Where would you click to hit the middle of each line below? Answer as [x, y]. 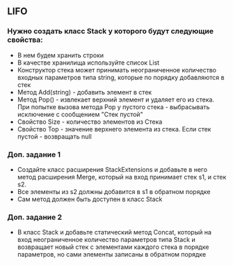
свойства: [25, 40]
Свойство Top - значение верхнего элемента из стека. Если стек [114, 129]
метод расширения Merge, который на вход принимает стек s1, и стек [122, 177]
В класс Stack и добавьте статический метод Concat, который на [114, 232]
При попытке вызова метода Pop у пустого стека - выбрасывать [113, 106]
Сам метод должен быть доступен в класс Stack [90, 199]
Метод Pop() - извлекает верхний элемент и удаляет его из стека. [115, 99]
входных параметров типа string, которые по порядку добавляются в [121, 77]
